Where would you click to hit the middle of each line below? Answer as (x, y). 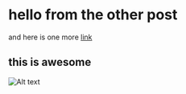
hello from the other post (93, 15)
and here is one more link (50, 37)
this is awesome (50, 62)
